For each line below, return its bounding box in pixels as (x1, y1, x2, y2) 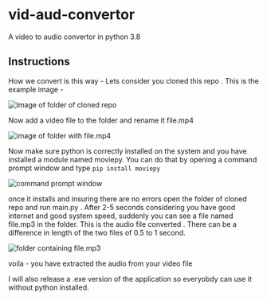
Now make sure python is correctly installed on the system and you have (8, 146, 247, 156)
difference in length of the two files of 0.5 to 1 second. (8, 228, 186, 237)
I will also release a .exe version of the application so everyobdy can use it (8, 274, 253, 283)
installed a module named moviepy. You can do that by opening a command (8, 154, 257, 164)
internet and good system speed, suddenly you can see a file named (8, 211, 234, 220)
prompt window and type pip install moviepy (8, 163, 161, 173)
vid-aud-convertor (8, 6, 135, 24)
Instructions (8, 55, 70, 68)
